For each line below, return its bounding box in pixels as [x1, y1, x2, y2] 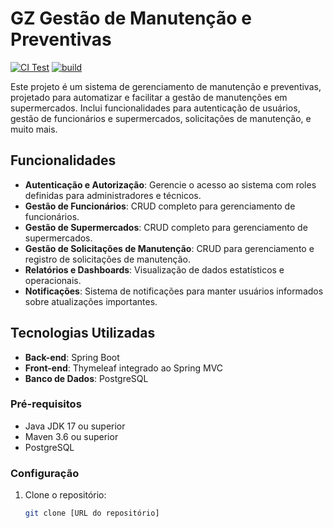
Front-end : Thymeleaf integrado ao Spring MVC [24, 362, 224, 374]
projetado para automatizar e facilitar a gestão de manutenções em [10, 91, 288, 103]
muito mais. [10, 123, 58, 135]
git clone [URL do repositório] [24, 508, 160, 519]
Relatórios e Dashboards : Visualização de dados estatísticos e [24, 263, 285, 276]
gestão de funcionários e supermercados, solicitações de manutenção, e [10, 112, 312, 124]
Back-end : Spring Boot [24, 351, 120, 363]
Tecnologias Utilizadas [10, 325, 156, 342]
